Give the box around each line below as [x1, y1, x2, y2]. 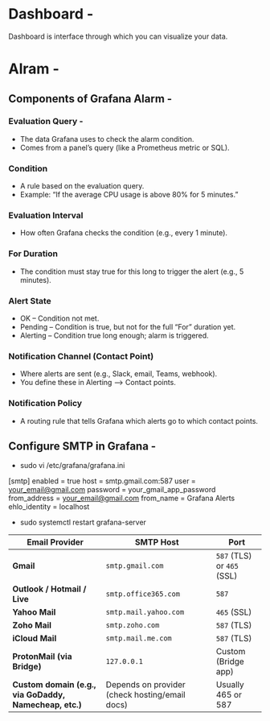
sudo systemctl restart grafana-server [19, 517, 147, 528]
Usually [215, 679, 245, 690]
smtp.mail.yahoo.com [105, 607, 185, 617]
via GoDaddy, [12, 690, 66, 701]
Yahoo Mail [12, 607, 56, 618]
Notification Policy [8, 398, 83, 409]
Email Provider [27, 537, 84, 548]
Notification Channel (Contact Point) [8, 350, 154, 362]
